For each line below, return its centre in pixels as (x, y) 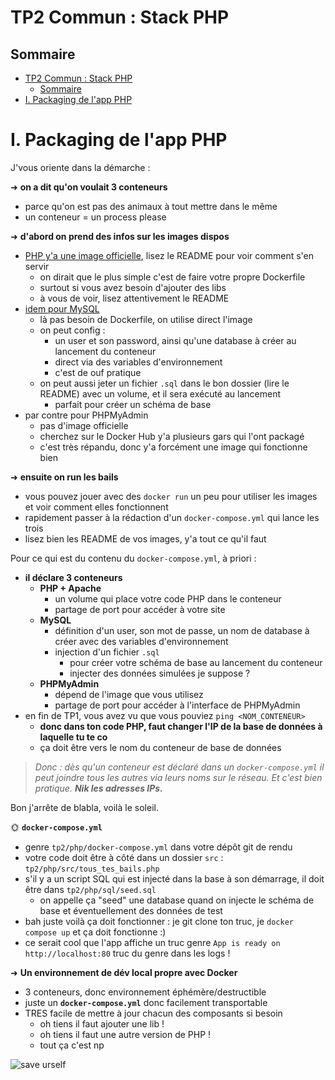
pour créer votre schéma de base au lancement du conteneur (196, 662)
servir (37, 266)
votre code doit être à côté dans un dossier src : (124, 857)
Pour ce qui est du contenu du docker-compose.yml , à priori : (133, 558)
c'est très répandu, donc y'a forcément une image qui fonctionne (173, 447)
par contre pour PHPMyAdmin (86, 415)
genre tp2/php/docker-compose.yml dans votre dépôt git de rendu (158, 847)
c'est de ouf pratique (98, 372)
